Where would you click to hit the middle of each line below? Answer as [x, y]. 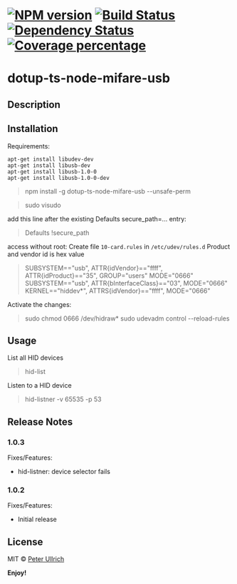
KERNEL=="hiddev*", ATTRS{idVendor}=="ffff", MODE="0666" [118, 291]
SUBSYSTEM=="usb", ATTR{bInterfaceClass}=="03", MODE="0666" [126, 283]
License [25, 542]
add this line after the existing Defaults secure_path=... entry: [97, 218]
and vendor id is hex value [46, 254]
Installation [33, 129]
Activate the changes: [39, 304]
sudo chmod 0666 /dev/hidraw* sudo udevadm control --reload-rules [127, 318]
